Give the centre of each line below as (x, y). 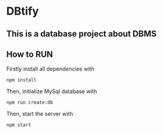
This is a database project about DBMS (81, 34)
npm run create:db (30, 103)
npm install (21, 80)
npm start (19, 125)
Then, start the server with (40, 114)
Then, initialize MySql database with (52, 91)
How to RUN (30, 54)
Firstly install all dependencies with (50, 69)
